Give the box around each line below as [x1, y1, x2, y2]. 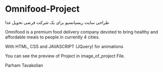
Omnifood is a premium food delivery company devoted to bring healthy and [5, 29, 158, 35]
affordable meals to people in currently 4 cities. [5, 34, 100, 40]
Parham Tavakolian [5, 62, 43, 68]
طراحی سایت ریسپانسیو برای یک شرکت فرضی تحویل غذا [5, 19, 109, 25]
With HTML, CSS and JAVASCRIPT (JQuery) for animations [5, 43, 124, 49]
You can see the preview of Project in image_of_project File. [5, 53, 125, 59]
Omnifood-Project [5, 3, 80, 15]
